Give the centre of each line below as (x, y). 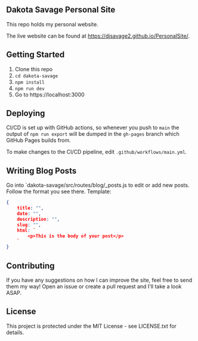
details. (15, 332)
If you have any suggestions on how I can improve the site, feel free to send (99, 280)
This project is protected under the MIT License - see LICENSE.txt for (92, 326)
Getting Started (35, 55)
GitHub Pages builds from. (38, 141)
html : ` (26, 230)
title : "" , (30, 208)
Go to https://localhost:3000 (49, 95)
